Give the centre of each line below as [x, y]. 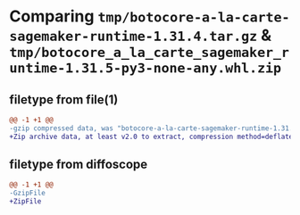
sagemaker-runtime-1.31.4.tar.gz [133, 37]
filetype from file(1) [64, 99]
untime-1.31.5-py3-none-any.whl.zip [146, 68]
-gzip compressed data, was [62, 128]
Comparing [52, 17]
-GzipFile [28, 194]
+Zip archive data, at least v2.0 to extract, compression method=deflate [151, 136]
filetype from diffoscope [79, 165]
